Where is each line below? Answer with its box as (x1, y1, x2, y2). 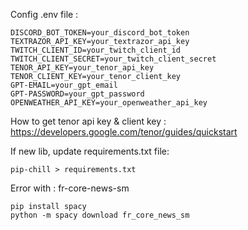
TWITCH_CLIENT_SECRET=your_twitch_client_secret (10, 54, 217, 64)
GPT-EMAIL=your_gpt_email (10, 80, 118, 90)
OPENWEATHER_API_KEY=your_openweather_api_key (10, 98, 208, 108)
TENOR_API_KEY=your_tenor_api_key (10, 63, 155, 73)
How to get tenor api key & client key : (10, 115, 167, 127)
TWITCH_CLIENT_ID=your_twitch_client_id (10, 45, 182, 55)
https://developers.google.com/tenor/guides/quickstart (10, 126, 238, 138)
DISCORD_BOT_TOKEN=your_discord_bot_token (10, 28, 190, 38)
